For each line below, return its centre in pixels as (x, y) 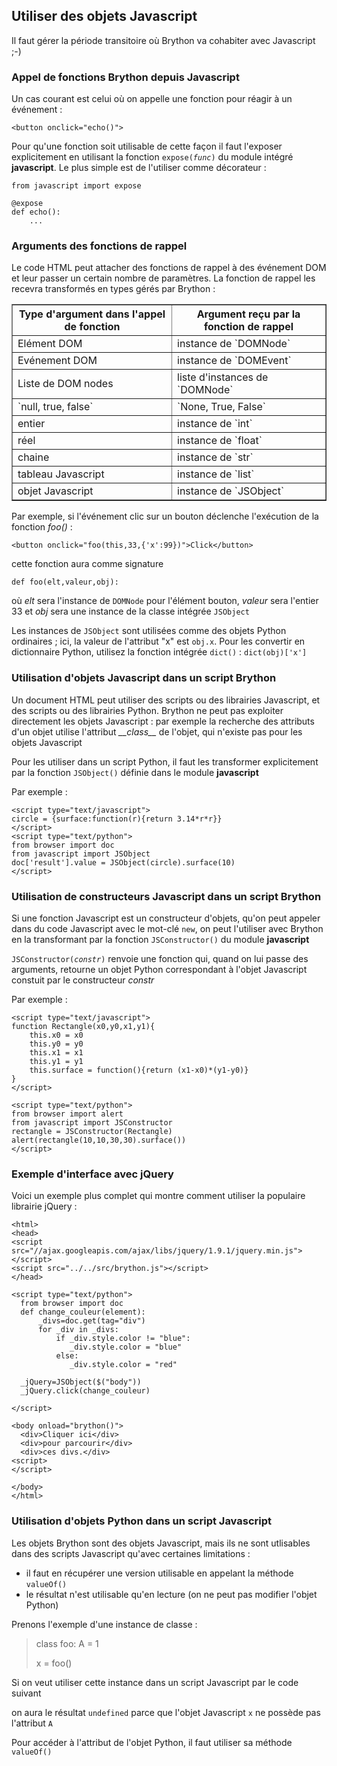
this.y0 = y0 (56, 1044)
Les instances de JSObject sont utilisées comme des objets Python (149, 631)
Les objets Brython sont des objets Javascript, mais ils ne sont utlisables (161, 1543)
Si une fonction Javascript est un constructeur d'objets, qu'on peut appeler (166, 918)
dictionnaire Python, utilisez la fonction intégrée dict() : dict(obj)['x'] (159, 652)
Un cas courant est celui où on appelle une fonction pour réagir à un (152, 99)
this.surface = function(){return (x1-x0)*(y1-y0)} (139, 1070)
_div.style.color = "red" (123, 1365)
